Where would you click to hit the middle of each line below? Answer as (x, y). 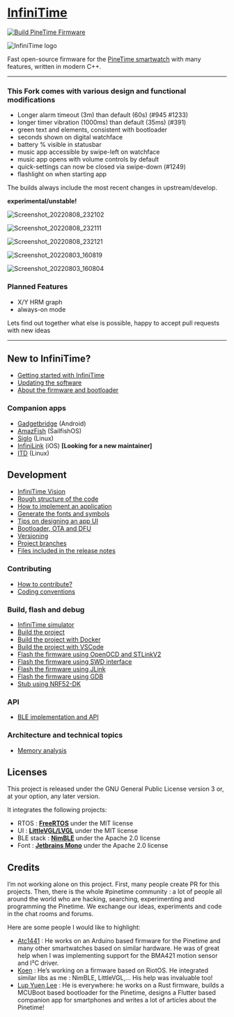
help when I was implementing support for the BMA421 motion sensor (117, 956)
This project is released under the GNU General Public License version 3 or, (116, 789)
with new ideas (29, 330)
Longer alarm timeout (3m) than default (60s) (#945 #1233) (103, 115)
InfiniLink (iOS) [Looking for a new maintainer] (85, 445)
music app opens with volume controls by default (88, 160)
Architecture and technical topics (65, 735)
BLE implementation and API (58, 717)
